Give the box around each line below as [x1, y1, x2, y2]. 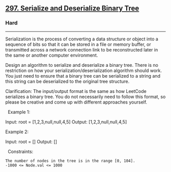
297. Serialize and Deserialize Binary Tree [5, 4, 139, 13]
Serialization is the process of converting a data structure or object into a [5, 36, 159, 42]
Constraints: [7, 148, 34, 155]
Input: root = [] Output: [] [5, 138, 58, 144]
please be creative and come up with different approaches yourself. [5, 99, 148, 105]
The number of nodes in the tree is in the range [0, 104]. [5, 158, 136, 163]
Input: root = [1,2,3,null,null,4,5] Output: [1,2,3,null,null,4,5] [5, 118, 127, 125]
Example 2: [5, 129, 29, 135]
